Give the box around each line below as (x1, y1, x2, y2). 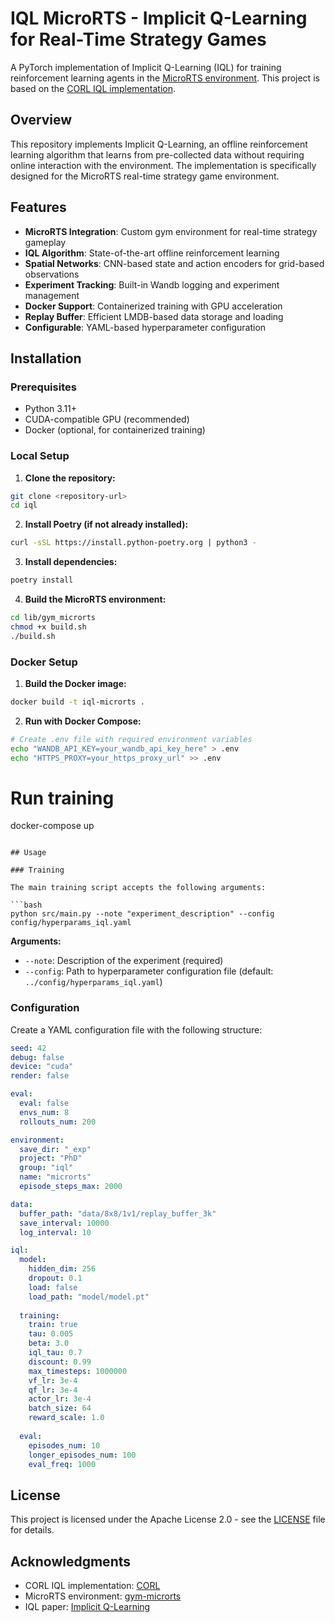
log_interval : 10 (19, 1227, 92, 1237)
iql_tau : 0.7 (28, 1348, 83, 1358)
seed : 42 (10, 1043, 47, 1053)
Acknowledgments (10, 1553, 132, 1570)
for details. (10, 1524, 55, 1536)
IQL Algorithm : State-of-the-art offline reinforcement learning (24, 247, 280, 259)
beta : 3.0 (28, 1338, 70, 1349)
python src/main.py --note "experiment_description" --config (10, 909, 275, 919)
